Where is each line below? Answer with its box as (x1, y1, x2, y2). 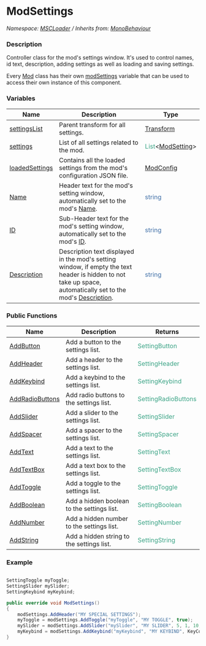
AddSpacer (9, 430, 42, 438)
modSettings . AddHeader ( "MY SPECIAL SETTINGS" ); (17, 611, 141, 618)
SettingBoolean (137, 500, 182, 509)
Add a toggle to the (65, 479, 121, 488)
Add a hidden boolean (65, 496, 129, 505)
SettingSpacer (137, 430, 179, 438)
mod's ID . (59, 237, 87, 246)
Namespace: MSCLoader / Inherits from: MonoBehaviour (6, 25, 151, 32)
